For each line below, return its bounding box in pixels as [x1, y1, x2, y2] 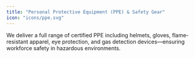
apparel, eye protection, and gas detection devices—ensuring [29, 38, 185, 45]
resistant [6, 38, 29, 45]
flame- [172, 31, 189, 38]
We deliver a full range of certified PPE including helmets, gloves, [6, 31, 171, 38]
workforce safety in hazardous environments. [6, 44, 121, 52]
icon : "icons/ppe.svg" [6, 15, 64, 21]
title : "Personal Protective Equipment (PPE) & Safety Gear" [6, 9, 166, 15]
